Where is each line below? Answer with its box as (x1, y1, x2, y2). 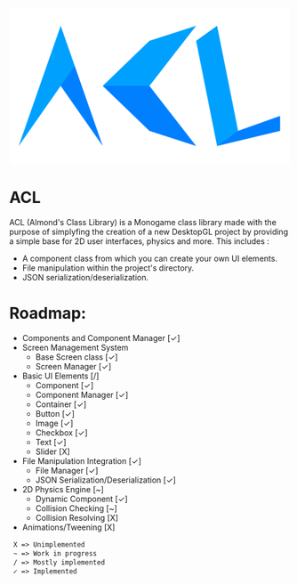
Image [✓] (35, 418, 74, 428)
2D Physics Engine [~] (21, 483, 104, 494)
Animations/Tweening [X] (21, 522, 116, 532)
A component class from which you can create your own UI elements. (21, 253, 278, 264)
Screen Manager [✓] (35, 361, 112, 371)
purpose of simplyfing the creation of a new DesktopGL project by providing (9, 226, 289, 237)
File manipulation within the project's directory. (21, 262, 195, 273)
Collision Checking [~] (35, 502, 117, 514)
